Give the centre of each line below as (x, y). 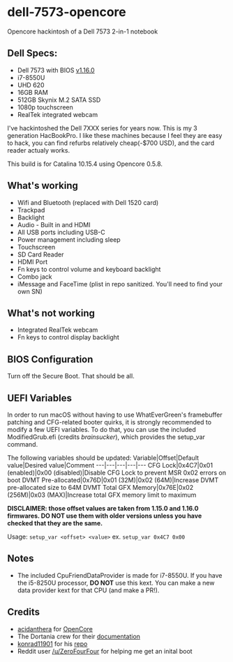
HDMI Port (32, 261)
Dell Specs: (32, 53)
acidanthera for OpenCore (55, 629)
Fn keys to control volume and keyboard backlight (89, 269)
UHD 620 (31, 85)
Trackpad (31, 210)
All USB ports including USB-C (61, 232)
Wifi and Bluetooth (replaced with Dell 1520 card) (88, 202)
